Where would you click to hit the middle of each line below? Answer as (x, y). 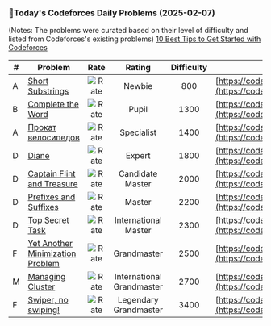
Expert (138, 156)
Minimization (52, 253)
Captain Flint (52, 174)
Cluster (42, 287)
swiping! (44, 310)
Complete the (53, 104)
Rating (138, 68)
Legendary (138, 300)
